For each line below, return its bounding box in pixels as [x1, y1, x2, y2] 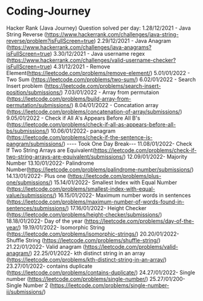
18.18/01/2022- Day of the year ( [6, 217, 86, 225]
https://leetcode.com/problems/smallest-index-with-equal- [8, 185, 155, 192]
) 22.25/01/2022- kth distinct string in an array [30, 250, 146, 257]
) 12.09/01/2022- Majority [123, 153, 187, 160]
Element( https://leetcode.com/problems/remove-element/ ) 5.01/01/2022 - [6, 69, 190, 76]
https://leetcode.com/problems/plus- [69, 172, 162, 179]
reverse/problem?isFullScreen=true [6, 37, 94, 44]
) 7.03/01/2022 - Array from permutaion [60, 88, 159, 96]
